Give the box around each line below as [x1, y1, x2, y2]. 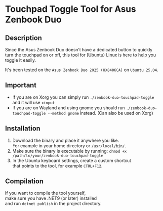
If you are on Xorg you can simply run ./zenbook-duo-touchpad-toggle [12, 94, 155, 100]
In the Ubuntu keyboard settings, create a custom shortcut [12, 157, 132, 164]
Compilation [5, 177, 43, 186]
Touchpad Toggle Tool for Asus [5, 3, 136, 15]
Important [5, 81, 37, 89]
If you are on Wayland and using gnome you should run [12, 105, 125, 111]
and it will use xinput [12, 99, 55, 105]
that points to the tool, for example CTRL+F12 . [12, 163, 103, 169]
